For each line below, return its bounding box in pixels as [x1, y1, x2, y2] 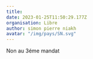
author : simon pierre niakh [6, 25, 77, 32]
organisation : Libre [6, 20, 58, 26]
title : [6, 8, 23, 15]
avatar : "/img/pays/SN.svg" [6, 31, 77, 37]
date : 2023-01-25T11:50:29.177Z [6, 14, 87, 20]
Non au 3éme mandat [6, 47, 60, 54]
